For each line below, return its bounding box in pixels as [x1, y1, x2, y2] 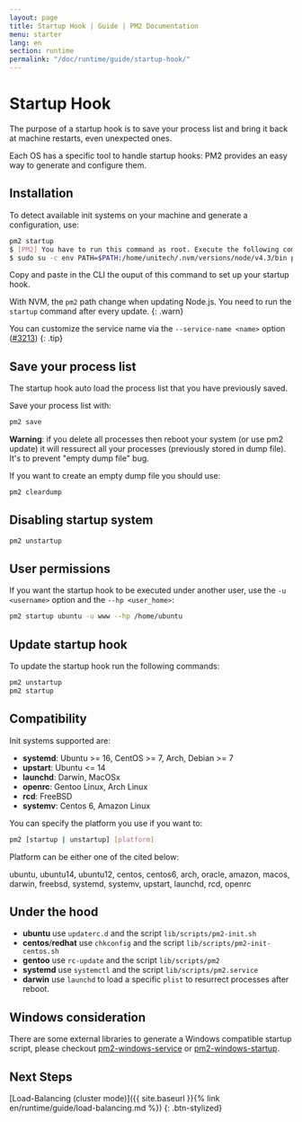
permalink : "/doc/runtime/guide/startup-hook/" [9, 55, 191, 64]
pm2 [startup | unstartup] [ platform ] [9, 835, 155, 844]
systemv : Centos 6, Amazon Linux [22, 800, 151, 811]
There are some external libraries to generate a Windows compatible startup [9, 1034, 292, 1045]
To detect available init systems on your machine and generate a [9, 209, 249, 220]
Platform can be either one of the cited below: [9, 851, 180, 862]
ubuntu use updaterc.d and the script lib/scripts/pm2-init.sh [22, 928, 257, 939]
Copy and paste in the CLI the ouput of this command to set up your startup [9, 269, 289, 280]
